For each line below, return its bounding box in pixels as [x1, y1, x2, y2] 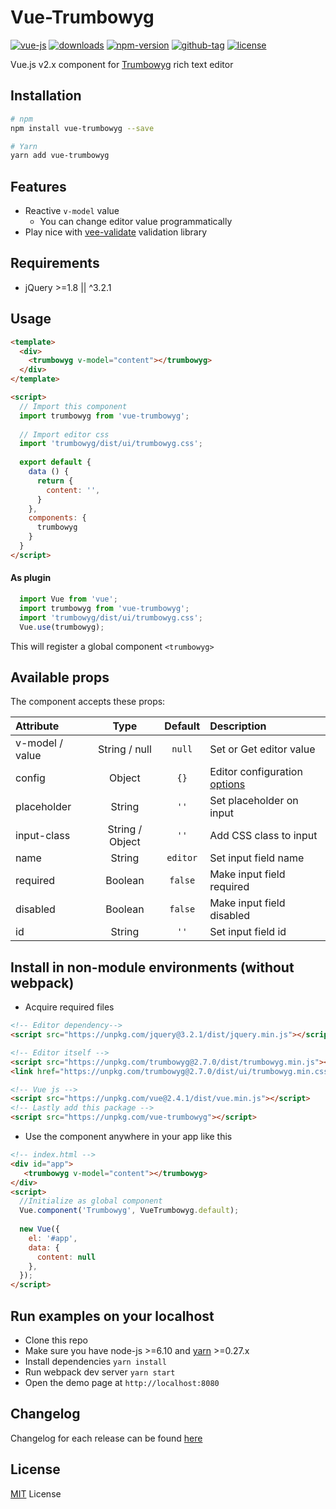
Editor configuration [209, 765, 303, 779]
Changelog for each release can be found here [10, 1432, 203, 1444]
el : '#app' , [28, 1233, 78, 1243]
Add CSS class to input [209, 829, 318, 843]
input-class [15, 829, 71, 843]
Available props [10, 669, 110, 686]
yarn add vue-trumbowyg [10, 151, 110, 161]
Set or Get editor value [209, 742, 316, 756]
